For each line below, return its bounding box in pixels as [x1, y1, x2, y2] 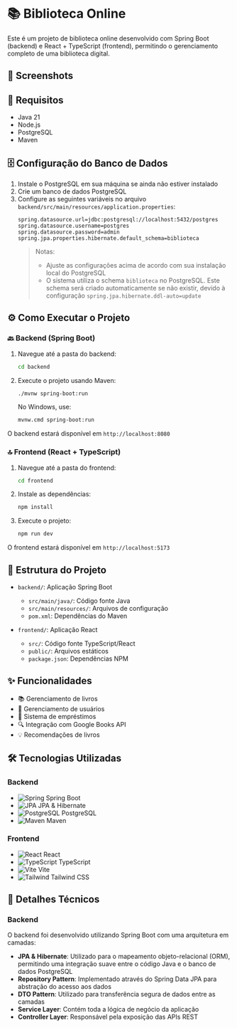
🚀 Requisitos [7, 94, 64, 106]
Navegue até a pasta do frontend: [17, 463, 116, 472]
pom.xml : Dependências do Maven [28, 612, 128, 620]
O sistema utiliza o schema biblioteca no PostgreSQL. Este [45, 276, 220, 285]
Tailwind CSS [50, 873, 90, 881]
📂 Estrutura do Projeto [7, 564, 106, 576]
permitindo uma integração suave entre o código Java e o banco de [17, 960, 216, 968]
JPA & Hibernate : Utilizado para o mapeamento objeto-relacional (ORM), [17, 952, 231, 961]
